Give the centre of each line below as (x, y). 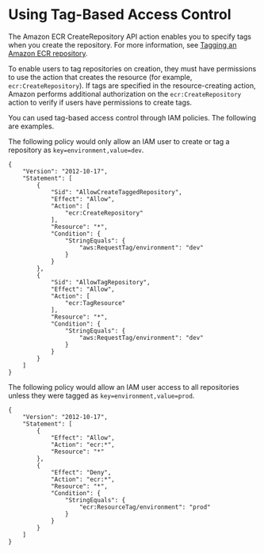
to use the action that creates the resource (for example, (100, 77)
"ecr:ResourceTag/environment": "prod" (145, 507)
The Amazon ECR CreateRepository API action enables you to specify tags (130, 36)
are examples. (31, 126)
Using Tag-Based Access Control (120, 15)
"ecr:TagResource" (95, 303)
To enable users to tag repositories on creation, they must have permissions (132, 68)
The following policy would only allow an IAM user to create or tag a (119, 141)
